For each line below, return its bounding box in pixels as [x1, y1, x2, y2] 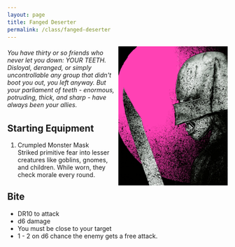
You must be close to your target [17, 224, 112, 232]
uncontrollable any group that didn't [7, 71, 112, 79]
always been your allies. [7, 100, 78, 108]
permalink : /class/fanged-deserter [7, 26, 111, 33]
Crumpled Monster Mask [17, 141, 90, 149]
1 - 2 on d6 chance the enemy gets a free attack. [17, 232, 158, 240]
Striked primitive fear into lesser [17, 148, 110, 157]
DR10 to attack [17, 209, 59, 218]
